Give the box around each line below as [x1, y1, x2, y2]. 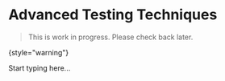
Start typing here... [8, 63, 71, 73]
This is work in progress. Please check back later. [27, 32, 194, 42]
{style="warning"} [8, 47, 69, 57]
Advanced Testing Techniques [8, 6, 218, 24]
